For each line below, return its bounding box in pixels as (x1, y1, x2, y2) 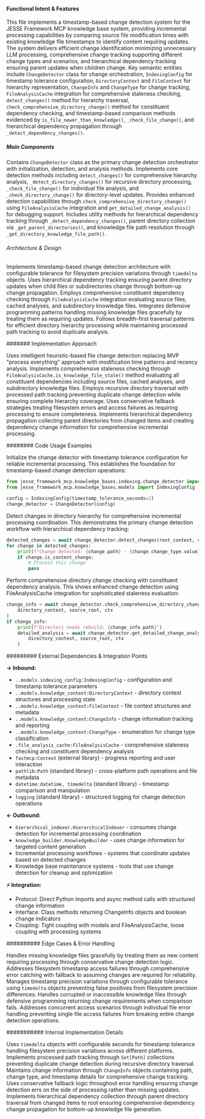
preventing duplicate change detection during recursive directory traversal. (6, 1060, 195, 1068)
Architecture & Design (6, 244, 62, 251)
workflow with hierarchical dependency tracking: (6, 525, 129, 532)
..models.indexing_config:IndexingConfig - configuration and (15, 676, 172, 684)
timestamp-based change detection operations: (6, 467, 126, 474)
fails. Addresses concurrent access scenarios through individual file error (6, 1004, 191, 1011)
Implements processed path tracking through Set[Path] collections (6, 1053, 175, 1061)
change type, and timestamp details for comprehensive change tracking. (6, 1073, 189, 1080)
